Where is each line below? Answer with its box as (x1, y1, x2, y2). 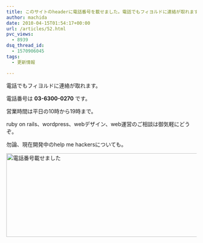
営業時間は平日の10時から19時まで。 (6, 107, 97, 115)
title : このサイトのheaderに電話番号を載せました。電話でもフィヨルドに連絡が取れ (6, 8, 190, 15)
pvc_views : (6, 31, 34, 37)
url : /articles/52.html (6, 25, 66, 32)
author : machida (6, 14, 47, 21)
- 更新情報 (11, 59, 36, 65)
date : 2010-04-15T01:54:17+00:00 (6, 20, 91, 26)
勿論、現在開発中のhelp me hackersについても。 (6, 140, 127, 148)
